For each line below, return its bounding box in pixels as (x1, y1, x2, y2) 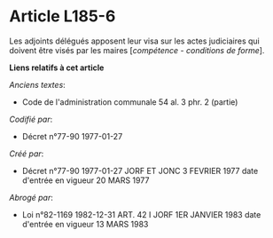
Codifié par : (9, 114, 53, 124)
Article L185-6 (9, 6, 116, 27)
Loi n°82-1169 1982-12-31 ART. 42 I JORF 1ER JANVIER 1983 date (21, 209, 261, 219)
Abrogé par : (9, 192, 53, 202)
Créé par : (9, 148, 44, 159)
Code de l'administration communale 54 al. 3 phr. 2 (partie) (21, 96, 238, 107)
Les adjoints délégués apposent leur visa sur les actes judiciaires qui (9, 36, 260, 46)
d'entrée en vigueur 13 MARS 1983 (21, 218, 149, 229)
